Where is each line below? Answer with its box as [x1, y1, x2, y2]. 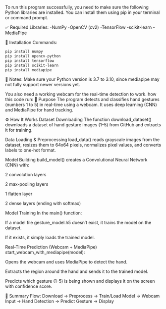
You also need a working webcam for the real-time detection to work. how [5, 91, 157, 97]
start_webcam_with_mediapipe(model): [5, 250, 85, 256]
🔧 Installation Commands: [5, 40, 57, 45]
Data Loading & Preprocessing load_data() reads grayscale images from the [5, 137, 160, 143]
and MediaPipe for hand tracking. [5, 107, 73, 113]
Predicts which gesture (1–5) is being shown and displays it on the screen [5, 278, 155, 284]
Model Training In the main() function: [5, 210, 82, 216]
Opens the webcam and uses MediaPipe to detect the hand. [5, 259, 128, 265]
